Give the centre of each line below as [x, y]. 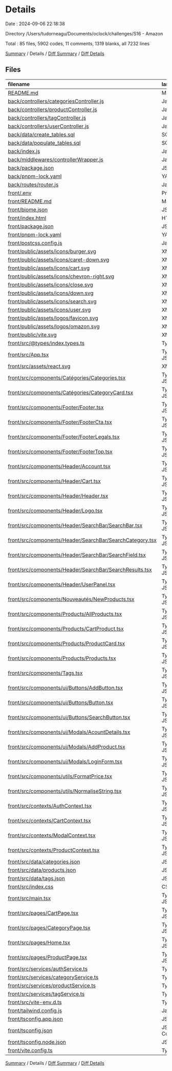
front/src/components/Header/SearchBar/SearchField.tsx [77, 554]
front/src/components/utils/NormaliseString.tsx [65, 791]
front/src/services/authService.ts [48, 969]
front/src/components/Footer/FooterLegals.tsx [64, 436]
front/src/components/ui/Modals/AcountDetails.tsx [69, 732]
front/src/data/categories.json [44, 862]
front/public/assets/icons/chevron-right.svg [61, 276]
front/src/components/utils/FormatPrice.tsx [60, 776]
